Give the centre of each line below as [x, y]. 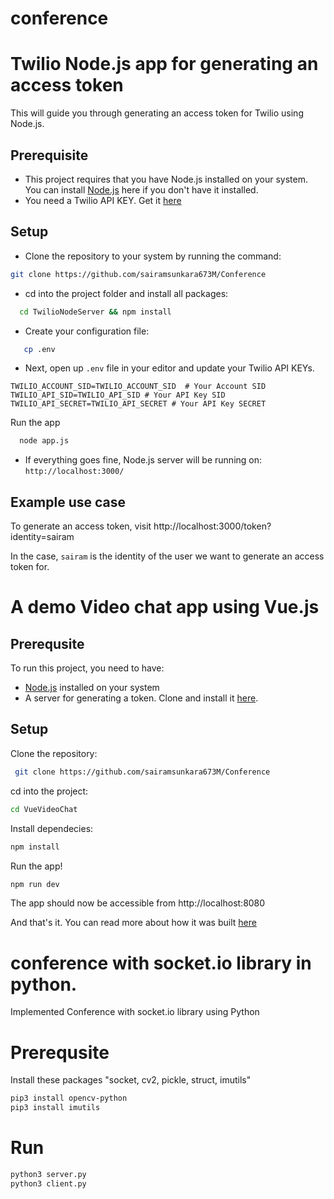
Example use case [68, 502]
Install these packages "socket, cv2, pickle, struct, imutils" [131, 1080]
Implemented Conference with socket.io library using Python [135, 1012]
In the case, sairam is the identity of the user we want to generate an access [167, 556]
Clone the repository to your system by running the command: [153, 256]
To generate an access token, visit [81, 526]
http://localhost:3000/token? [212, 526]
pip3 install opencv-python [69, 1098]
